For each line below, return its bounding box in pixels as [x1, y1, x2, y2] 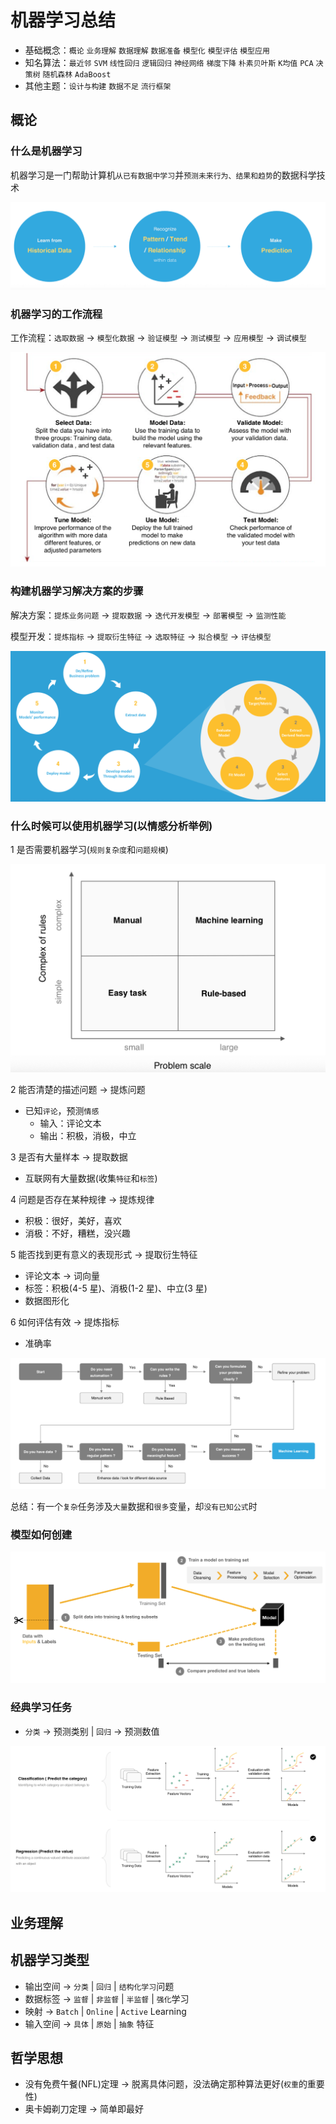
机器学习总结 [10, 9, 117, 32]
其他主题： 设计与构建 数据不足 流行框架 [24, 79, 172, 91]
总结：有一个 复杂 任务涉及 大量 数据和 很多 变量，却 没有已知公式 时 [10, 1500, 258, 1512]
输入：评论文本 [39, 1117, 102, 1129]
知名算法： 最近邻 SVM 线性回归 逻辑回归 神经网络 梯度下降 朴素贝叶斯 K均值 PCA [24, 56, 314, 68]
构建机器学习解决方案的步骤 [10, 584, 144, 598]
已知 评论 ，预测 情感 [24, 1104, 100, 1116]
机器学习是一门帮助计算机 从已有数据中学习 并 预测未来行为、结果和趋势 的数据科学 [10, 169, 317, 181]
